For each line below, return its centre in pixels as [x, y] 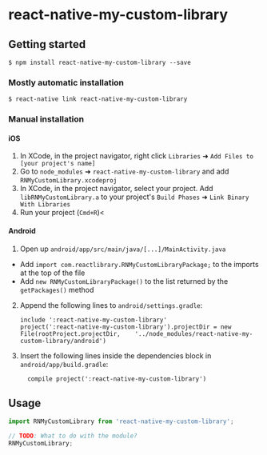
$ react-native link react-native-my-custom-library [98, 99]
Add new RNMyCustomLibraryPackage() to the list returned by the [124, 281]
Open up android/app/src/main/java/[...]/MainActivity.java [123, 249]
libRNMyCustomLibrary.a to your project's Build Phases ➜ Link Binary [134, 197]
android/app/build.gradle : [64, 364]
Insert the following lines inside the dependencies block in [116, 355]
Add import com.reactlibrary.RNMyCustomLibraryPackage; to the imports [139, 264]
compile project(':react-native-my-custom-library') [117, 379]
